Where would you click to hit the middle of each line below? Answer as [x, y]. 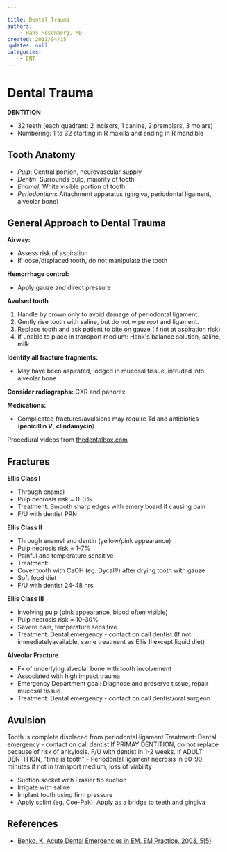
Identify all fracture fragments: [53, 357]
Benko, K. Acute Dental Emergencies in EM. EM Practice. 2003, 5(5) [114, 841]
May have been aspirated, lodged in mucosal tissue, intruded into [111, 371]
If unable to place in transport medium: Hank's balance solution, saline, [119, 337]
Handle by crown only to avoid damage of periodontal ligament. [108, 314]
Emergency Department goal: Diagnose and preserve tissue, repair [113, 684]
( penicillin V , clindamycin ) [56, 426]
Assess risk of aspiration [52, 253]
